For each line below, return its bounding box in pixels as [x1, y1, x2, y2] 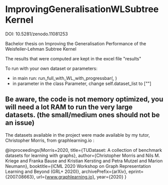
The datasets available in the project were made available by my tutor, [5, 132, 150, 138]
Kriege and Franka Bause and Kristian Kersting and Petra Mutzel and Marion [5, 157, 163, 164]
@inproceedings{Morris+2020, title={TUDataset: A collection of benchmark [5, 147, 162, 153]
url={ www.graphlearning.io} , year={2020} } [36, 173, 127, 179]
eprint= [128, 168, 144, 174]
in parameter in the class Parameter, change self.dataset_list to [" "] [12, 80, 152, 86]
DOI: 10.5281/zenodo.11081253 [5, 31, 68, 37]
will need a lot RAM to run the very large [5, 103, 133, 112]
